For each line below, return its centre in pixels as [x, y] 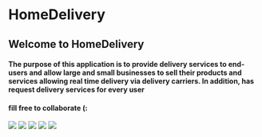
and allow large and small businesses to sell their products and [135, 72]
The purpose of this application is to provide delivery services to [118, 65]
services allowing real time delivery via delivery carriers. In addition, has [131, 81]
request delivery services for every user [77, 90]
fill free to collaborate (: [48, 108]
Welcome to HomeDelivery [76, 44]
